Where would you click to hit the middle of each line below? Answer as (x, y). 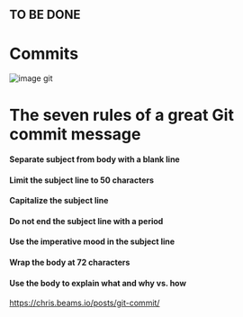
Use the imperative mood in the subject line (92, 241)
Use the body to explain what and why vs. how (98, 283)
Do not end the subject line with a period (86, 221)
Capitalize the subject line (59, 201)
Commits (44, 54)
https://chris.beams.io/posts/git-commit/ (85, 303)
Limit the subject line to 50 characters (82, 180)
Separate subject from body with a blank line (94, 159)
